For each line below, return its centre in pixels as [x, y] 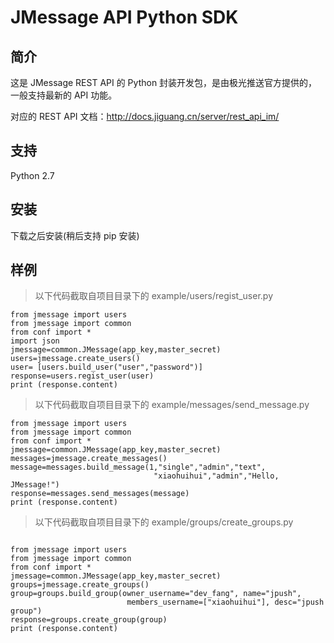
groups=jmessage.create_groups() [80, 585]
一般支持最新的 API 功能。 [64, 95]
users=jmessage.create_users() [75, 359]
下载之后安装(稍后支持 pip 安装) [75, 235]
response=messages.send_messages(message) [100, 494]
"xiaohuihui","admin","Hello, [216, 476]
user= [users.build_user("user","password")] [106, 367]
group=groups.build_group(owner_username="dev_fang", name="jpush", [156, 594]
